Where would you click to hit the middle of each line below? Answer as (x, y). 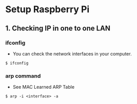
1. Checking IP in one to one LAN (58, 28)
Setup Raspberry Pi (47, 9)
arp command (23, 76)
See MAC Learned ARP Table (44, 87)
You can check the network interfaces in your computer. (72, 54)
